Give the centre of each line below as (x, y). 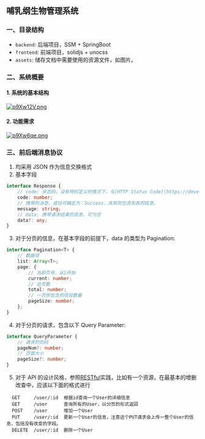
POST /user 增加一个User (52, 411)
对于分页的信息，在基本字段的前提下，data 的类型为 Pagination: (95, 238)
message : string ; (39, 209)
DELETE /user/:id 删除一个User (52, 430)
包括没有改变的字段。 (38, 424)
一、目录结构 (25, 30)
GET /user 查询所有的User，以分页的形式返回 (75, 404)
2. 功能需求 (20, 122)
